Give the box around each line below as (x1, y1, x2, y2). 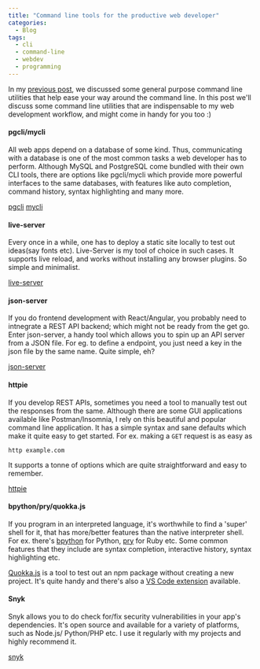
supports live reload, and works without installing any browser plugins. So (8, 254, 247, 264)
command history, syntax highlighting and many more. (8, 187, 185, 196)
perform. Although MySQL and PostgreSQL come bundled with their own (8, 161, 244, 171)
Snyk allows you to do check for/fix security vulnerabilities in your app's (8, 612, 241, 621)
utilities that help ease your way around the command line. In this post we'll (8, 92, 251, 102)
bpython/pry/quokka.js (8, 501, 86, 512)
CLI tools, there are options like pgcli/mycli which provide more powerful (8, 170, 243, 179)
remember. (8, 468, 44, 478)
